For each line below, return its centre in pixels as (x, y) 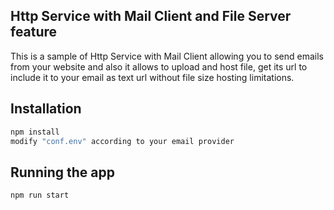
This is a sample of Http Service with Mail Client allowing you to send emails (167, 56)
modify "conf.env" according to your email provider (122, 141)
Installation (46, 109)
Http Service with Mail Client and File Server (151, 16)
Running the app (62, 172)
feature (34, 32)
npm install (35, 132)
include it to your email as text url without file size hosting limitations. (152, 77)
